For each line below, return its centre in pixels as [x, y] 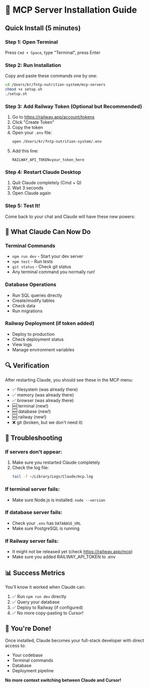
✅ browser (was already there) [43, 400]
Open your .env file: [32, 133]
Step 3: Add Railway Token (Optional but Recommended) [74, 106]
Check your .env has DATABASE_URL [47, 523]
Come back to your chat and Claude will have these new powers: [70, 216]
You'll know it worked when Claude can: [45, 587]
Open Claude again [31, 193]
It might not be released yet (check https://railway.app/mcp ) [72, 552]
